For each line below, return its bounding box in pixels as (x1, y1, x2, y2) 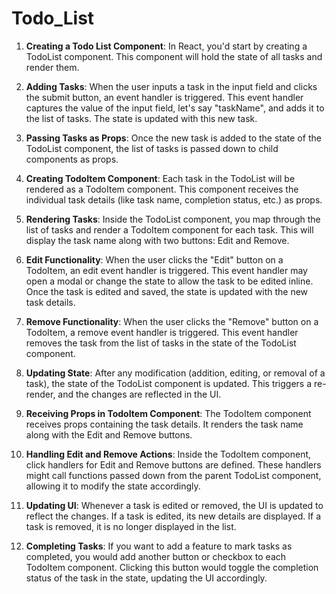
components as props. (25, 153, 119, 165)
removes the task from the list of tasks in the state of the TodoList (25, 337, 297, 349)
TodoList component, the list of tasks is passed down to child (25, 142, 279, 154)
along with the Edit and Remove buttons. (25, 428, 193, 441)
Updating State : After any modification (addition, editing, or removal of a (25, 367, 326, 379)
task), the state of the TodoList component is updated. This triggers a (25, 377, 313, 389)
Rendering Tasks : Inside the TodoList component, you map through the (25, 213, 321, 225)
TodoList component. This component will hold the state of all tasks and (25, 50, 323, 62)
